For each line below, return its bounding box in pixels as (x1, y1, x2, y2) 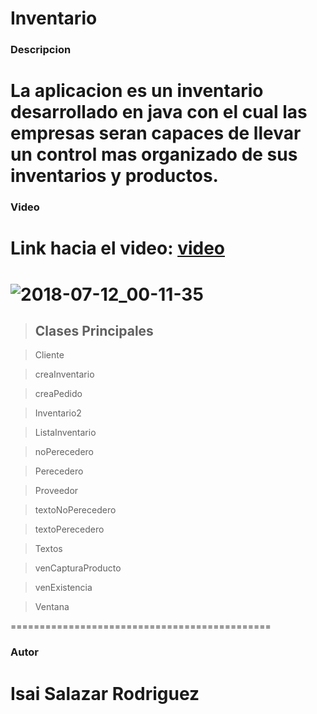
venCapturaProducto (34, 562, 122, 574)
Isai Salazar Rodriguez (10, 682, 200, 705)
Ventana (34, 601, 70, 613)
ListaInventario (34, 427, 97, 439)
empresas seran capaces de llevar (10, 122, 302, 145)
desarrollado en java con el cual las (10, 101, 308, 124)
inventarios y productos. (10, 165, 219, 187)
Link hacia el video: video (10, 237, 226, 260)
